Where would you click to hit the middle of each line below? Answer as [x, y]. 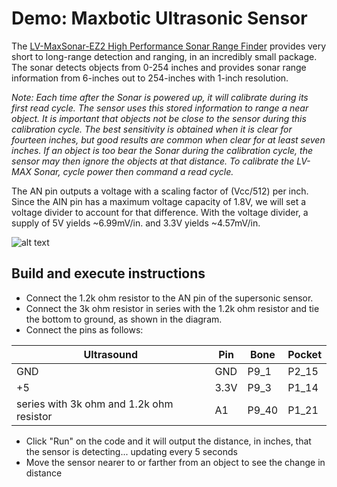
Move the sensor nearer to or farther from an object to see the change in [175, 462]
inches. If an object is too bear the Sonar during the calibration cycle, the [162, 150]
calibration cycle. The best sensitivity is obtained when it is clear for [152, 129]
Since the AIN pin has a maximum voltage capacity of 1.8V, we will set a [159, 201]
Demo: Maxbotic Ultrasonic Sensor [159, 18]
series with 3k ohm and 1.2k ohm [95, 404]
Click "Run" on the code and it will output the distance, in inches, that [168, 441]
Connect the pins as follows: [84, 329]
